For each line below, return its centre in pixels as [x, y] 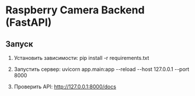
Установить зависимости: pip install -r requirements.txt [81, 58]
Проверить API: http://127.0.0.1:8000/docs [65, 87]
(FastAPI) [29, 22]
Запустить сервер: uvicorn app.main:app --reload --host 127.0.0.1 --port [102, 69]
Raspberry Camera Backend [75, 10]
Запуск [19, 44]
